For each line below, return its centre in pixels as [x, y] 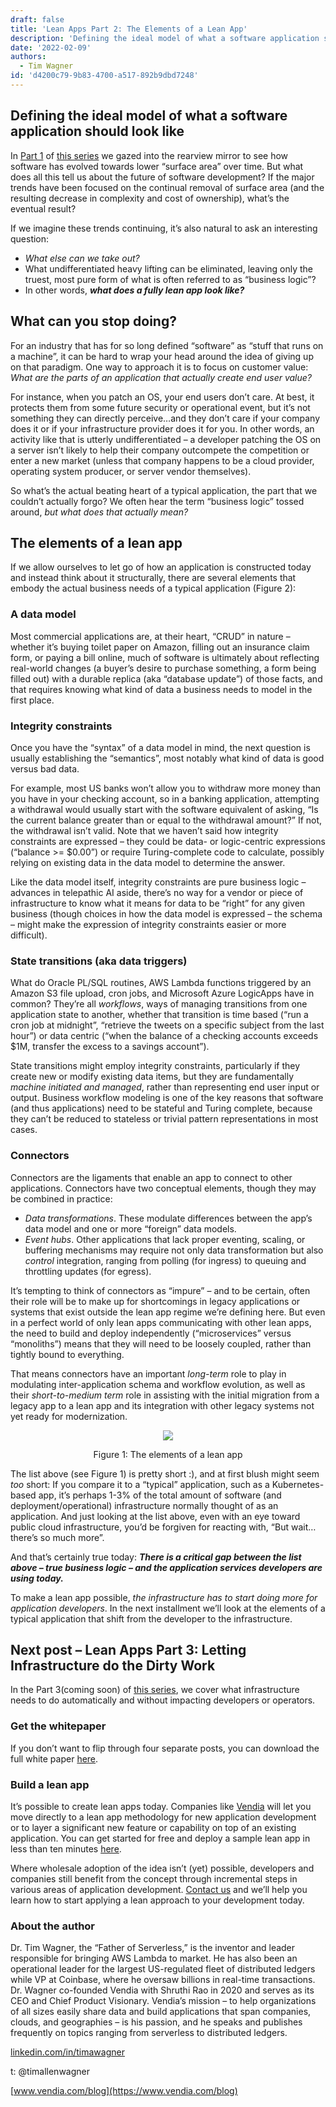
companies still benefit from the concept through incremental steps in [154, 1878]
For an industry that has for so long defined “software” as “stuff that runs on [167, 345]
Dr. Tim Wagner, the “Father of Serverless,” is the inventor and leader [153, 1948]
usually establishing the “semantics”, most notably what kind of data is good [167, 758]
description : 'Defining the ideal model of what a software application [165, 38]
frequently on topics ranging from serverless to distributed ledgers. [149, 2033]
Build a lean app [50, 1784]
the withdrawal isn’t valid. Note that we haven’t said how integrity [144, 830]
